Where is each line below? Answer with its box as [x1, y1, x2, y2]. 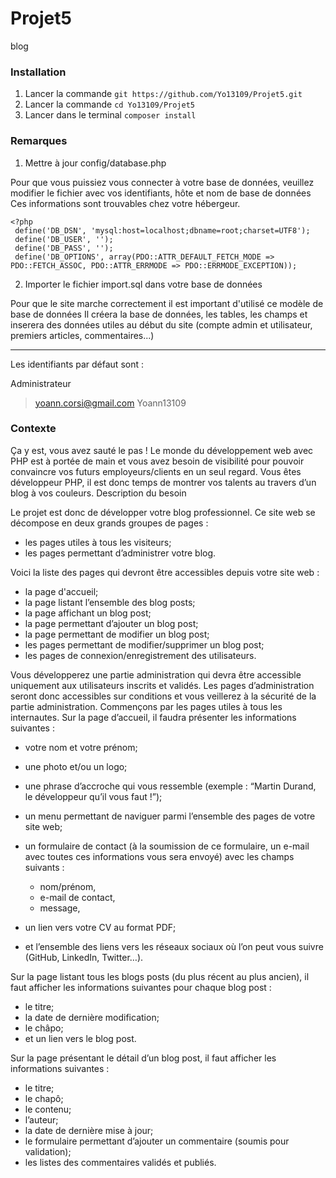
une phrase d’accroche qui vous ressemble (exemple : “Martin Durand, [24, 780, 317, 792]
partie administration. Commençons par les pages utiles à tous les [10, 700, 283, 712]
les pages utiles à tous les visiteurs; [24, 536, 172, 548]
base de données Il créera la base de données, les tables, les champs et [10, 308, 308, 320]
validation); [24, 1145, 72, 1157]
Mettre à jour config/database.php [24, 157, 167, 169]
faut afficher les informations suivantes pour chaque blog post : [10, 981, 272, 993]
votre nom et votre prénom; [24, 741, 138, 753]
